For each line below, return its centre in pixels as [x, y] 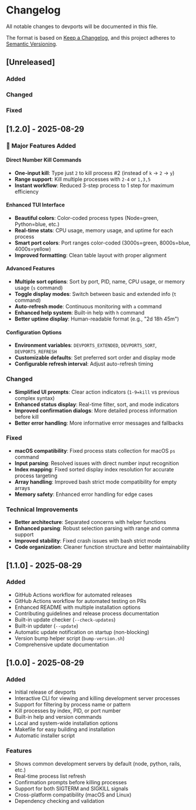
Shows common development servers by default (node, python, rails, [98, 763]
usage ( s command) [39, 288]
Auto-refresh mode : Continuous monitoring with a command [88, 306]
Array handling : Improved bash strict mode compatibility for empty [96, 482]
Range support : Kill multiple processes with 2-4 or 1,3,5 [82, 179]
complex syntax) [35, 398]
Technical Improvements [42, 509]
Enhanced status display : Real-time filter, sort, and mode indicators [97, 404]
